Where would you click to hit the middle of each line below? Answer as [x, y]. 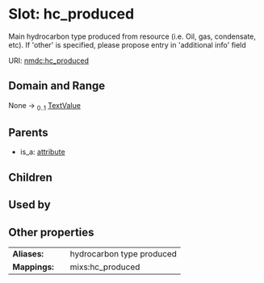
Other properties [51, 232]
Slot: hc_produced [71, 14]
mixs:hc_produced [105, 267]
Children [30, 177]
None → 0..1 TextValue [44, 106]
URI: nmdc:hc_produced [49, 60]
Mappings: [34, 267]
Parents [28, 133]
